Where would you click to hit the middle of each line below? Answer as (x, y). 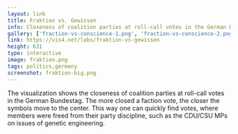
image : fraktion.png (38, 60)
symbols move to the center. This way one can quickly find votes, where (113, 108)
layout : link (27, 14)
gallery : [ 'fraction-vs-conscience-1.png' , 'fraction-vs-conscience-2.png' (121, 33)
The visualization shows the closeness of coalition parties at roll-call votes (116, 93)
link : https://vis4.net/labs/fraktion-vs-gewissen (84, 40)
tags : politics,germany (42, 66)
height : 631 (25, 47)
